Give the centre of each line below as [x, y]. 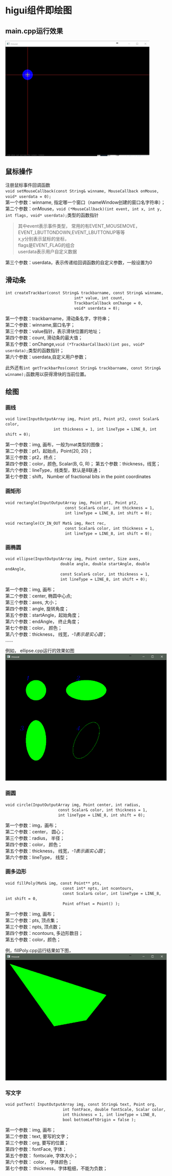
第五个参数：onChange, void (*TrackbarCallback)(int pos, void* [75, 344]
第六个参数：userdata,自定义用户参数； [47, 357]
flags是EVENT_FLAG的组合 [46, 245]
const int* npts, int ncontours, [98, 888]
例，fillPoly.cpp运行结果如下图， [39, 950]
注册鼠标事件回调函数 [28, 185]
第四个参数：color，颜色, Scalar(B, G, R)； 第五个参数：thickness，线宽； [83, 464]
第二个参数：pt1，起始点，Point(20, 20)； [49, 451]
